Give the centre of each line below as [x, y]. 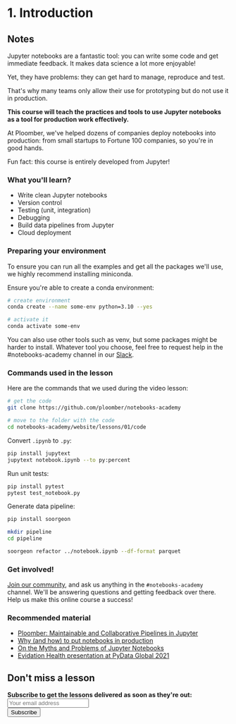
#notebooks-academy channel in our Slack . [71, 355]
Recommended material [49, 618]
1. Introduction [50, 13]
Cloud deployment [44, 233]
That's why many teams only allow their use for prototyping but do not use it [118, 91]
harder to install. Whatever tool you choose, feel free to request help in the [115, 348]
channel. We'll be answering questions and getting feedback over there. [112, 592]
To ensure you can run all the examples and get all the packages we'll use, [115, 266]
